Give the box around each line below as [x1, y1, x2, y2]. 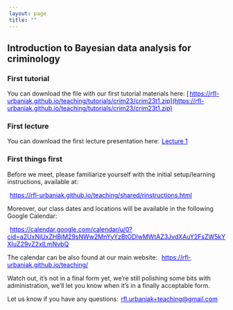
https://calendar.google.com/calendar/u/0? [10, 225, 133, 233]
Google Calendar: [7, 212, 58, 220]
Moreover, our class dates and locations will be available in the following [7, 204, 214, 212]
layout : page [9, 10, 46, 17]
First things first [7, 154, 62, 164]
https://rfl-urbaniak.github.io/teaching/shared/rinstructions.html [10, 191, 192, 199]
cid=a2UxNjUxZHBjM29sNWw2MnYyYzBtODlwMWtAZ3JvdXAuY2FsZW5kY [7, 232, 226, 241]
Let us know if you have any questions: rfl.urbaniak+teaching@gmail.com [7, 295, 218, 303]
